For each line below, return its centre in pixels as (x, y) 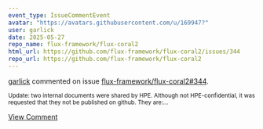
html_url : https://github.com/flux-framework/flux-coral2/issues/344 (124, 52)
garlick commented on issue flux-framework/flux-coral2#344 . (109, 81)
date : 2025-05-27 (37, 37)
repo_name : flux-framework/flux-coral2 (73, 45)
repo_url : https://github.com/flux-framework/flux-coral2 (105, 59)
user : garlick (31, 30)
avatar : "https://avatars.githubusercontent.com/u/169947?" (109, 23)
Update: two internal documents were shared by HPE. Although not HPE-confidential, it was (131, 95)
